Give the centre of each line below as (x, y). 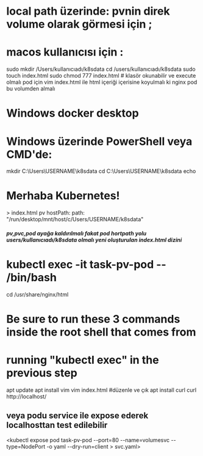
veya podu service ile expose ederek (77, 416)
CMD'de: (29, 154)
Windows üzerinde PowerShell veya (99, 141)
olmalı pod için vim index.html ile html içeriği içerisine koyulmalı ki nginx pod (102, 82)
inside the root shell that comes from (101, 332)
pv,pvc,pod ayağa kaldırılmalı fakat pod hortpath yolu (77, 233)
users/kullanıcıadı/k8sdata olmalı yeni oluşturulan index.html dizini (94, 240)
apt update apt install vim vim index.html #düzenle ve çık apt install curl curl (101, 390)
